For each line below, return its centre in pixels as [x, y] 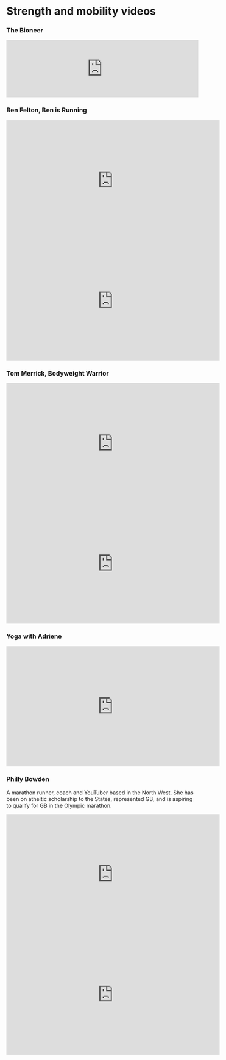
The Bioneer [25, 31]
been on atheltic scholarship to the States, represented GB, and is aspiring [100, 799]
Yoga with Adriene [34, 636]
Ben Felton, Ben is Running [47, 110]
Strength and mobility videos [81, 11]
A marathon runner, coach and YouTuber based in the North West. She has [100, 793]
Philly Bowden [28, 779]
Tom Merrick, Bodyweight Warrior [58, 373]
